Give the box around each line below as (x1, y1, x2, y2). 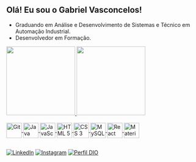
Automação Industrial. (15, 28, 71, 35)
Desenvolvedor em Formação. (15, 34, 92, 42)
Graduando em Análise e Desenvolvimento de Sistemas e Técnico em (15, 21, 191, 28)
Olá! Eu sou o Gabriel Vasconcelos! (6, 5, 142, 15)
